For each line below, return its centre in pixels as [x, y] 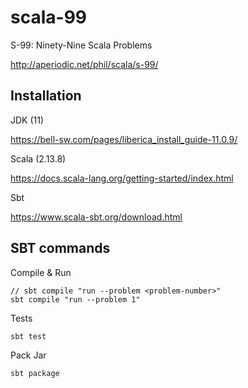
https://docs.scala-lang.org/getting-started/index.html [122, 178]
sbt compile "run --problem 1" [75, 299]
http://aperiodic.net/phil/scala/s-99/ [84, 64]
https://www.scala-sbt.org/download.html [96, 217]
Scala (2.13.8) [38, 158]
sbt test [28, 336]
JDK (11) [27, 120]
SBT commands [60, 248]
